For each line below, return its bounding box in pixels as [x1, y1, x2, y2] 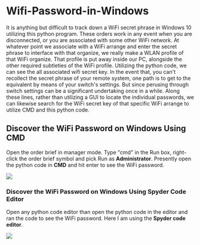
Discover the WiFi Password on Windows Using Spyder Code [6, 187, 186, 196]
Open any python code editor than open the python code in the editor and [6, 209, 188, 216]
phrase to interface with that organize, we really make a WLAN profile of [6, 49, 184, 56]
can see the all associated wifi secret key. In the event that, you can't [6, 68, 176, 75]
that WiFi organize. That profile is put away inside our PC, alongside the [6, 55, 182, 63]
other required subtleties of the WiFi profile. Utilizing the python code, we [6, 61, 187, 69]
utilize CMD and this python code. [6, 106, 90, 113]
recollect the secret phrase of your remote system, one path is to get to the [6, 75, 191, 82]
